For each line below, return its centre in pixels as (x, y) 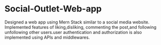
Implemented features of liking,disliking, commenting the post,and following (80, 27)
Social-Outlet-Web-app (53, 9)
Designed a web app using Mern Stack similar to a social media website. (77, 22)
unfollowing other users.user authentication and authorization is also (73, 32)
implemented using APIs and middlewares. (47, 37)
